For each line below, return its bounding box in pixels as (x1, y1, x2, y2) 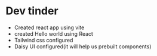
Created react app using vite (14, 24, 85, 31)
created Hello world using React (14, 30, 94, 37)
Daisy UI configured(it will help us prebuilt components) (14, 43, 152, 50)
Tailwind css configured (14, 36, 73, 43)
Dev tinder (5, 4, 59, 18)
